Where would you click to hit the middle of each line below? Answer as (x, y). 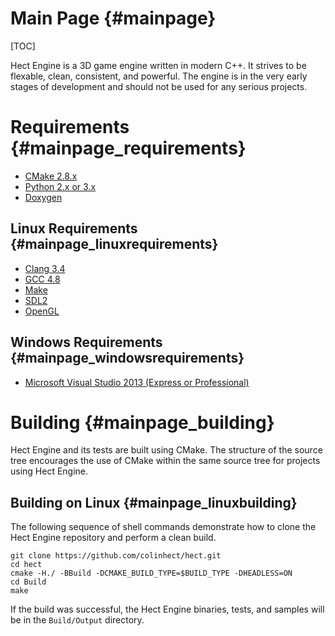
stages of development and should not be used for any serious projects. (159, 86)
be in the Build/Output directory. (77, 620)
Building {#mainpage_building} (142, 422)
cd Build (28, 582)
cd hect (26, 565)
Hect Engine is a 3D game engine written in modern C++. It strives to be (158, 65)
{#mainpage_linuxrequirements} (114, 244)
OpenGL (42, 311)
